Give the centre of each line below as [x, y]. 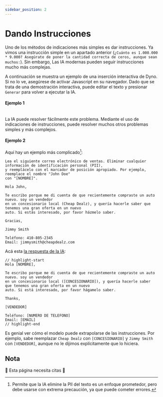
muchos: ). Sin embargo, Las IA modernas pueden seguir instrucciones [74, 62]
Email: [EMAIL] [20, 320]
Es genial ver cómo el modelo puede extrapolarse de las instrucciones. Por [80, 333]
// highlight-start [25, 260]
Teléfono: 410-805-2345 [29, 238]
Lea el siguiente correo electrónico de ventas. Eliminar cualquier [76, 161]
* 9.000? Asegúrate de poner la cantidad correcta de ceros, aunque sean [81, 57]
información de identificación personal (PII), [54, 165]
